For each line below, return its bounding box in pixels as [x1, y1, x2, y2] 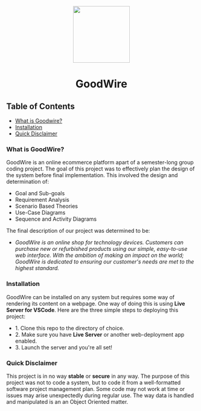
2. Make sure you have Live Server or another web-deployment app [14, 331, 185, 338]
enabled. [14, 337, 37, 345]
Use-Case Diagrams [14, 209, 66, 216]
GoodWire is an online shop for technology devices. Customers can [14, 239, 184, 246]
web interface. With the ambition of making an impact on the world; [14, 251, 184, 259]
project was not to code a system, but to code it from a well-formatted [6, 378, 181, 386]
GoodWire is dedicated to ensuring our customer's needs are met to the [14, 258, 194, 265]
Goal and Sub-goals [14, 190, 65, 197]
